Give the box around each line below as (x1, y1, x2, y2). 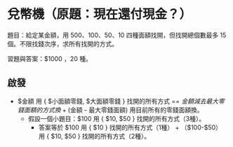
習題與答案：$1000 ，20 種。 (7, 54, 93, 63)
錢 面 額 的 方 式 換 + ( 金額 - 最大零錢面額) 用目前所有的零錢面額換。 (17, 106, 204, 114)
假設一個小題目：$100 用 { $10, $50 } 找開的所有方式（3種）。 (27, 114, 206, 122)
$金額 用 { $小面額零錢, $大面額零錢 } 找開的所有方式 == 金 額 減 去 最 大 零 (17, 97, 225, 105)
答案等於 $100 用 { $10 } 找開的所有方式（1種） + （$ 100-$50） (38, 123, 222, 132)
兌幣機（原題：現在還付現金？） (7, 6, 192, 22)
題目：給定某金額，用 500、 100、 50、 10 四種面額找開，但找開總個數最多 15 (7, 31, 227, 39)
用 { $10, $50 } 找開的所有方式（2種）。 (38, 132, 151, 140)
